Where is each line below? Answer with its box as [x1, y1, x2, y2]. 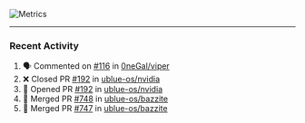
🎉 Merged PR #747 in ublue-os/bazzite [22, 103, 168, 114]
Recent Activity [9, 39, 80, 52]
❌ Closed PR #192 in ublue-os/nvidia [22, 73, 161, 85]
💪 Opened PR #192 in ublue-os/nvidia [22, 84, 163, 95]
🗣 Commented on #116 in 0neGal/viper [22, 61, 170, 71]
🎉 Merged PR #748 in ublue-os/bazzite [22, 93, 169, 104]
